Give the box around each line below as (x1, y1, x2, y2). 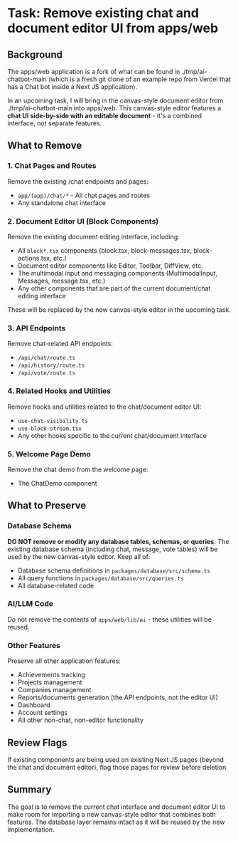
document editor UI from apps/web (7, 20, 219, 36)
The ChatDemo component (17, 479, 97, 487)
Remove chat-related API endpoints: (7, 340, 114, 348)
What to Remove (7, 140, 82, 152)
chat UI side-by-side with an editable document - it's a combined (7, 112, 202, 120)
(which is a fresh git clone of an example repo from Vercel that (48, 75, 231, 83)
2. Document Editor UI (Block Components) (7, 216, 159, 226)
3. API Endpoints (7, 323, 66, 333)
